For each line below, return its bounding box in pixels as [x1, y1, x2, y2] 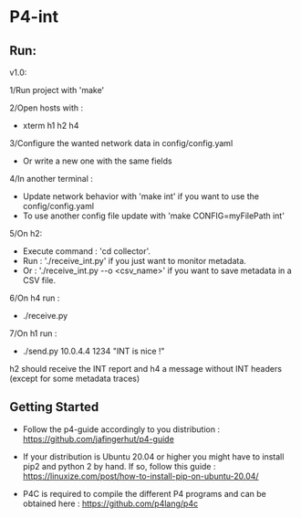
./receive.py [22, 311, 68, 321]
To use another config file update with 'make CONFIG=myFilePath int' [22, 210, 285, 221]
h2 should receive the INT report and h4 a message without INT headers [9, 364, 283, 374]
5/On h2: [9, 228, 43, 238]
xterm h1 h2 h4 [22, 121, 79, 131]
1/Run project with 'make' [9, 85, 105, 95]
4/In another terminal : [9, 174, 94, 184]
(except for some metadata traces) [9, 373, 140, 384]
